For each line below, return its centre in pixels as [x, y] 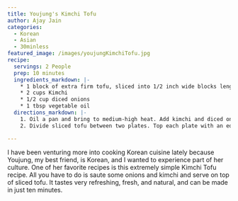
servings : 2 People [42, 67]
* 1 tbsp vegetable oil [55, 106]
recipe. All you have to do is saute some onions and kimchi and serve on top [119, 175]
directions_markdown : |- [50, 113]
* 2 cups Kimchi [44, 93]
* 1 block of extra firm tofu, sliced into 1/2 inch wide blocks [119, 86]
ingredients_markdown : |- [52, 80]
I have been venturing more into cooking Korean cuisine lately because [111, 152]
